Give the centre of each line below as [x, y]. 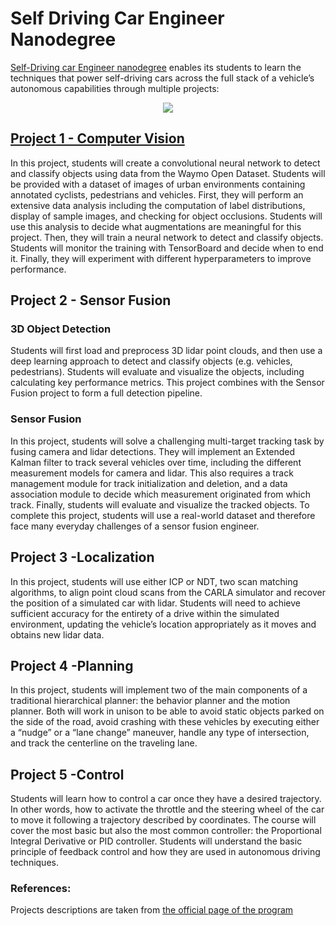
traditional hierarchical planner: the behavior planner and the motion [150, 701]
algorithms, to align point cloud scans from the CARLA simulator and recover [168, 592]
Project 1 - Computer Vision [97, 138]
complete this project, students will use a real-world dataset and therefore [163, 515]
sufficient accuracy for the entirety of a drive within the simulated [145, 613]
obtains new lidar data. [57, 634]
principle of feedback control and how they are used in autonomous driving [165, 852]
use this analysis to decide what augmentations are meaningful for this [156, 226]
